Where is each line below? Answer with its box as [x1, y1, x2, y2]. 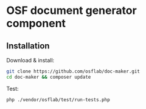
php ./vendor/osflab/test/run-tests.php [6, 96, 111, 103]
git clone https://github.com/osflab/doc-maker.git [6, 68, 140, 74]
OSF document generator [6, 4, 137, 18]
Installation [6, 41, 50, 51]
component [6, 16, 66, 30]
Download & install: [6, 57, 55, 64]
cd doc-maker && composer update [6, 74, 91, 80]
